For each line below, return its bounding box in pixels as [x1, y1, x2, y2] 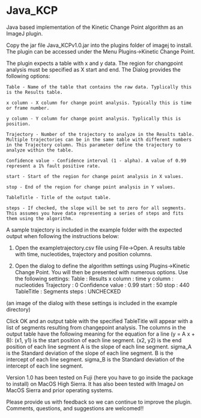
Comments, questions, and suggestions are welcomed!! [6, 404, 144, 412]
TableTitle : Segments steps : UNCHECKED [14, 287, 121, 295]
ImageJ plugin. [6, 29, 43, 37]
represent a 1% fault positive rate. [6, 163, 101, 169]
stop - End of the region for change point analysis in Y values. [6, 184, 176, 190]
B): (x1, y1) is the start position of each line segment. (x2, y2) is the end [6, 336, 182, 343]
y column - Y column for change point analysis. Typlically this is [6, 115, 181, 121]
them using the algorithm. [6, 215, 74, 221]
